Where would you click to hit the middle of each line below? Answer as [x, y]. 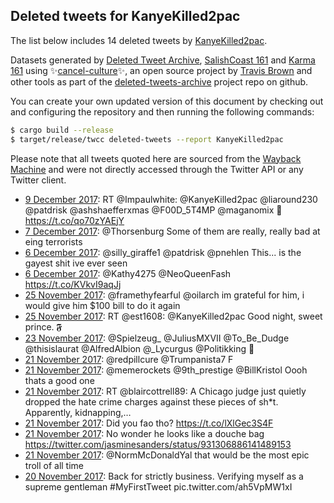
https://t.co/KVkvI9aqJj [73, 284]
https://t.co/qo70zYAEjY [74, 220]
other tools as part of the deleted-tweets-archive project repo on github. [159, 81]
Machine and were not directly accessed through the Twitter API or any [157, 169]
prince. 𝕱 [43, 326]
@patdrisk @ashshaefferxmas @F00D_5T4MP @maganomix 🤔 [153, 210]
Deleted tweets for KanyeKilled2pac [125, 16]
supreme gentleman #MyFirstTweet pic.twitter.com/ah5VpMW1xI [158, 486]
